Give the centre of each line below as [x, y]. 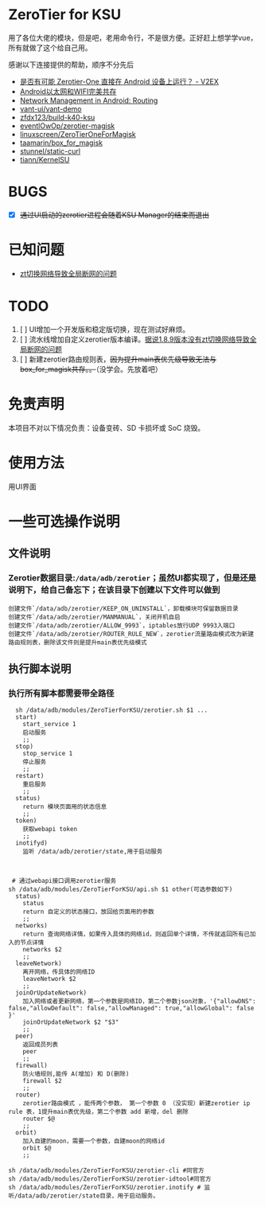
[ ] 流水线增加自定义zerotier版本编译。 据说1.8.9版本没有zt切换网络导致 [135, 339]
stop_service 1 [48, 754]
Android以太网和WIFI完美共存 [68, 91]
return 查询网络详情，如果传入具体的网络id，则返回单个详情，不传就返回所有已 [136, 934]
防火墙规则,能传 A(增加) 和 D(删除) [76, 1074]
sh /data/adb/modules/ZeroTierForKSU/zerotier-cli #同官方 [106, 1171]
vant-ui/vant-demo [51, 108]
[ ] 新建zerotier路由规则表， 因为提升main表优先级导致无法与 [118, 359]
